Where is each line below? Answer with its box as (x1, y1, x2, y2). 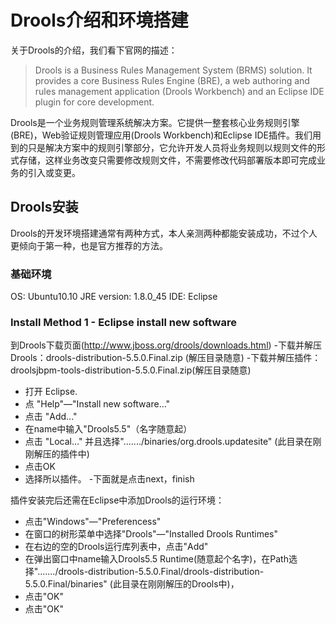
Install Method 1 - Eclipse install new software (10, 315, 237, 329)
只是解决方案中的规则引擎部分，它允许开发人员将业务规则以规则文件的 (27, 141, 317, 153)
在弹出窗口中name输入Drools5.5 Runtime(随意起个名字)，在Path (24, 553, 289, 565)
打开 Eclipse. (24, 386, 78, 398)
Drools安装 (10, 199, 79, 216)
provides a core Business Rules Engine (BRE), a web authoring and (34, 74, 310, 86)
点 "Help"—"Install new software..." (24, 398, 171, 410)
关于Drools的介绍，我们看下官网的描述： (10, 44, 178, 56)
